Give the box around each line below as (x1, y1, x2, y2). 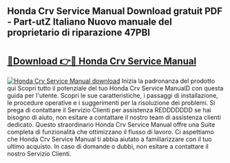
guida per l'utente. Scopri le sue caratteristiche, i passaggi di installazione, (7, 92, 218, 99)
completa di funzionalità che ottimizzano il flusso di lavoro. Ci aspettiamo (7, 128, 215, 136)
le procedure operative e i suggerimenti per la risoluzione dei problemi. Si (7, 99, 216, 107)
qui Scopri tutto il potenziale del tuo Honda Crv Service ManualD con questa (7, 84, 224, 92)
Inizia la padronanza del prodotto (121, 77, 216, 85)
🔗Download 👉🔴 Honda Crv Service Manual (7, 55, 197, 67)
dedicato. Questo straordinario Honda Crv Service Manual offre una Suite (7, 121, 216, 129)
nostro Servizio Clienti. (7, 150, 72, 158)
